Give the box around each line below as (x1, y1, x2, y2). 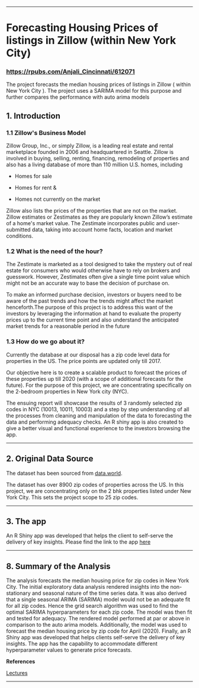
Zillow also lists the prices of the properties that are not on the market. (6, 207, 178, 214)
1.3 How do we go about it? (6, 337, 85, 346)
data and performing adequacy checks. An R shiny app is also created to (6, 418, 184, 425)
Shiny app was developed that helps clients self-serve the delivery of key (6, 634, 185, 641)
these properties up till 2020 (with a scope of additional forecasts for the (6, 375, 184, 382)
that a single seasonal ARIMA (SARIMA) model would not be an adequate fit (6, 596, 191, 603)
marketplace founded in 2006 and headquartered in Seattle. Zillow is (6, 149, 174, 156)
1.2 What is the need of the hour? (6, 247, 103, 255)
